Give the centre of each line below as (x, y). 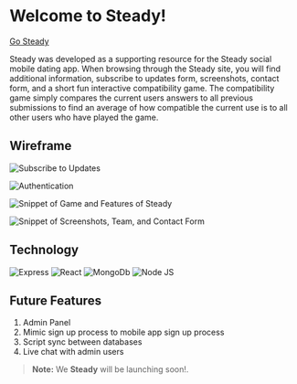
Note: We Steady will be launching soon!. (110, 369)
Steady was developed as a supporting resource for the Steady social (141, 59)
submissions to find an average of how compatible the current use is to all (148, 107)
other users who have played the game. (84, 117)
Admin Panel (47, 323)
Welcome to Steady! (88, 16)
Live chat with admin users (73, 352)
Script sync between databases (82, 342)
